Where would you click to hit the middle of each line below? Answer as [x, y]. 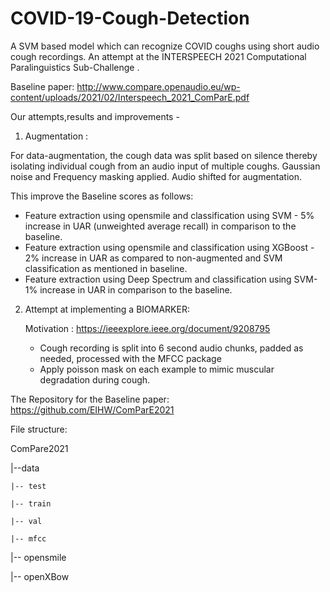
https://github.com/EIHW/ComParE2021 [92, 409]
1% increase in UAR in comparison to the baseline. [128, 289]
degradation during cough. [95, 379]
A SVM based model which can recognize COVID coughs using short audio [165, 46]
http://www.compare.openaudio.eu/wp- [158, 86]
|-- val [26, 521]
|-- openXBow [40, 576]
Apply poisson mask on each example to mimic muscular [157, 369]
